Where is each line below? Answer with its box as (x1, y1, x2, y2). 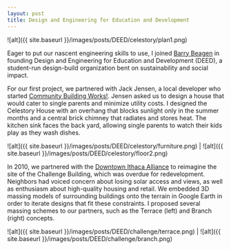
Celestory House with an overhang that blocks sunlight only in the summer (7, 106, 219, 115)
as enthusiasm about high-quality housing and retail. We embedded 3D (7, 184, 210, 193)
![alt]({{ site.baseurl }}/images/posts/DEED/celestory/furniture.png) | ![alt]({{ (7, 142, 223, 150)
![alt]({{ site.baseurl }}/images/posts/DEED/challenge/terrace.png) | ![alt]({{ (7, 227, 221, 235)
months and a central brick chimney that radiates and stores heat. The (7, 113, 207, 122)
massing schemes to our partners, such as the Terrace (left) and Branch (7, 206, 212, 215)
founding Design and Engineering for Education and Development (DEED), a (7, 56, 223, 64)
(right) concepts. (7, 213, 55, 222)
